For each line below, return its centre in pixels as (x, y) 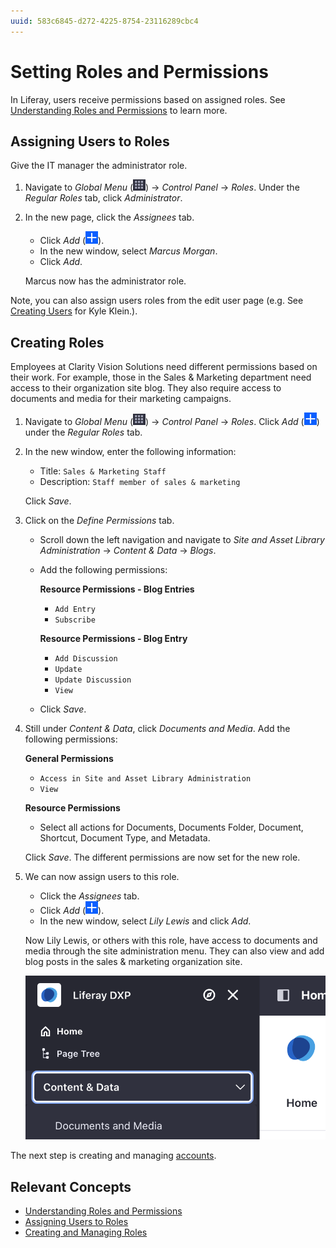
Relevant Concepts (71, 1186)
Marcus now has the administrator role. (105, 281)
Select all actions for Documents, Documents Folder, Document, (171, 827)
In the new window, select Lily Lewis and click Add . (145, 921)
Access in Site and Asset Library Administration (145, 779)
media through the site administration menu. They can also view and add (174, 951)
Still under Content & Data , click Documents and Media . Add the (157, 729)
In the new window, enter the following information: (130, 452)
